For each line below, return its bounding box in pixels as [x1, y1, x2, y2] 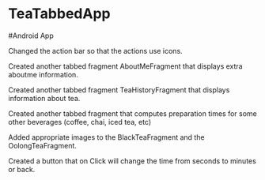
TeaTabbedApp [8, 5, 111, 23]
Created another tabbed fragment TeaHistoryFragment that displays [8, 84, 230, 95]
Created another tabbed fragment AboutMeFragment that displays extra [8, 61, 243, 71]
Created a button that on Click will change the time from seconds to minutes [8, 156, 257, 166]
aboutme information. [8, 69, 79, 79]
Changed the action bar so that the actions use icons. [8, 46, 184, 55]
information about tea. [8, 93, 81, 103]
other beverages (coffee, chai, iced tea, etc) [8, 117, 152, 126]
